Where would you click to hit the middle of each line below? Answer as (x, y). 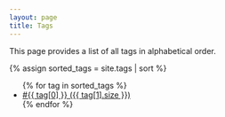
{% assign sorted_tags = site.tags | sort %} (88, 68)
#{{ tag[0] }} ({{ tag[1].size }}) (76, 95)
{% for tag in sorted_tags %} (74, 85)
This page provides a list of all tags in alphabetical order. (112, 51)
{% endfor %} (48, 104)
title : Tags (31, 26)
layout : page (33, 17)
